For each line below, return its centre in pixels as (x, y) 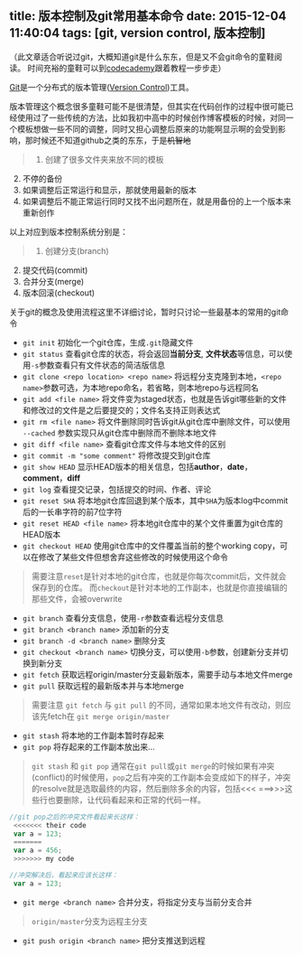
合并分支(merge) (53, 281)
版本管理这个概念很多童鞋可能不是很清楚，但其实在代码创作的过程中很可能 (147, 106)
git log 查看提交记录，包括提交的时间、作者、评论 (117, 489)
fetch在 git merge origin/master (109, 716)
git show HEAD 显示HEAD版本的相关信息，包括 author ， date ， (137, 466)
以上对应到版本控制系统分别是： (69, 231)
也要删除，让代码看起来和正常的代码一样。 (126, 800)
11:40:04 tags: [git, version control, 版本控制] (138, 33)
